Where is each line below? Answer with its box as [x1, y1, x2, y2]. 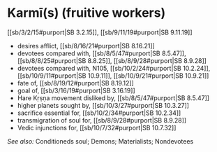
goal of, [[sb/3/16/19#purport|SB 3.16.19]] [17, 86, 136, 95]
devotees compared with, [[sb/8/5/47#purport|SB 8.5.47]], [17, 49, 186, 57]
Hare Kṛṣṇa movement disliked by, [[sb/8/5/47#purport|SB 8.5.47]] [17, 93, 210, 102]
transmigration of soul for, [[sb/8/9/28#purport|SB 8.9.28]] [17, 116, 187, 124]
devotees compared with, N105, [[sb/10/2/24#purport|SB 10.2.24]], [17, 64, 211, 72]
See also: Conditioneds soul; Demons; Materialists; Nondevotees [7, 137, 194, 145]
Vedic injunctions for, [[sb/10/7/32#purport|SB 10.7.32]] [17, 123, 177, 132]
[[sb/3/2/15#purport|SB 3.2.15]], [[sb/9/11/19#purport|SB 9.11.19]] [7, 28, 193, 36]
